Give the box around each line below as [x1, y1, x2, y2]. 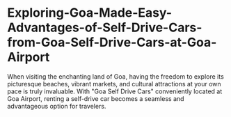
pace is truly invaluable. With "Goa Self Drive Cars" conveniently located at [7, 87, 223, 95]
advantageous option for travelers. [7, 102, 106, 110]
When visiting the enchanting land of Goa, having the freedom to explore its [7, 72, 224, 81]
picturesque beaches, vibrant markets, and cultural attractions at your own [7, 79, 221, 88]
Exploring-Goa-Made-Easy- [7, 5, 173, 21]
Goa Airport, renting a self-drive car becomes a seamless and [7, 94, 184, 102]
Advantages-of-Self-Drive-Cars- [7, 19, 202, 36]
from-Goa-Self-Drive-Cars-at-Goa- [7, 35, 217, 50]
